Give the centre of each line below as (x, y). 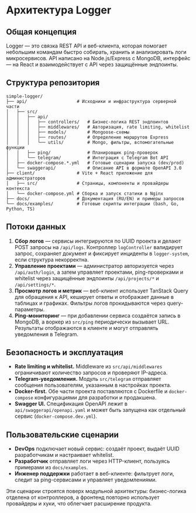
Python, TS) (20, 209)
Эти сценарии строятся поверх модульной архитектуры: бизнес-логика (96, 491)
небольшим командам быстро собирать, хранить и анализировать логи (96, 52)
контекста (18, 188)
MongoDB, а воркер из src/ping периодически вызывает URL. (92, 322)
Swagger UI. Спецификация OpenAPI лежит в (71, 404)
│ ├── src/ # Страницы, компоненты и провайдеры (87, 183)
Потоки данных (36, 227)
